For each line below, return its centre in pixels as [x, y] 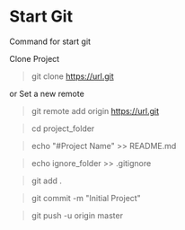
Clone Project [35, 58]
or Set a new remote [47, 93]
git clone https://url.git [72, 76]
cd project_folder [63, 128]
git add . [47, 181]
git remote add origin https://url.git [95, 111]
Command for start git [50, 41]
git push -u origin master [77, 215]
